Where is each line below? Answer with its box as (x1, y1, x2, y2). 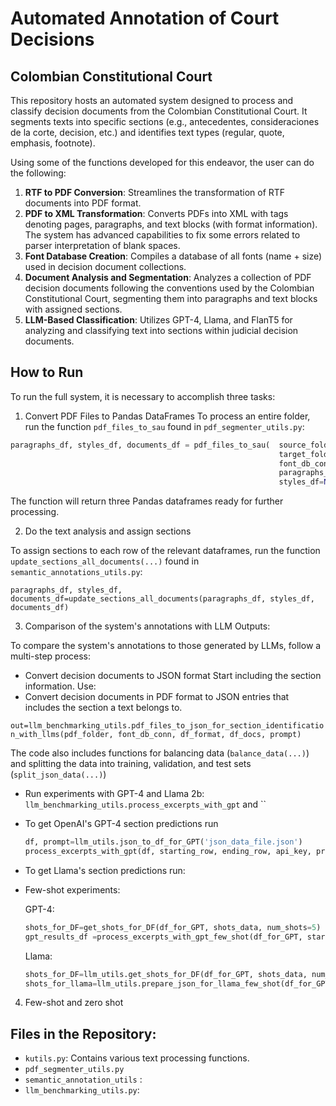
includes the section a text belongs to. (24, 702, 183, 714)
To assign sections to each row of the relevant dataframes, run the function (10, 545, 321, 557)
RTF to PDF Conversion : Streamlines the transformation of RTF (24, 187, 286, 198)
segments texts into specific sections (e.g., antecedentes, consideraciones (10, 116, 320, 127)
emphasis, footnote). (10, 137, 96, 149)
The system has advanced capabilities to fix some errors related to (24, 229, 301, 241)
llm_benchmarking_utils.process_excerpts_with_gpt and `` (24, 798, 267, 811)
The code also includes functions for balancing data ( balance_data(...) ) (10, 747, 310, 759)
